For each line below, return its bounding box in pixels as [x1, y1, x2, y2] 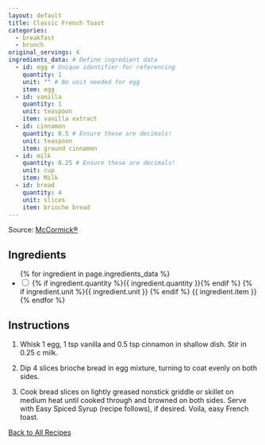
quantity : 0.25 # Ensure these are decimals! [22, 159, 176, 167]
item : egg [22, 85, 56, 94]
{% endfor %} [19, 295, 66, 305]
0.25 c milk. [19, 348, 58, 357]
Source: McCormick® [8, 225, 79, 235]
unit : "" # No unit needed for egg [22, 78, 140, 86]
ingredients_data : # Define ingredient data [8, 56, 158, 64]
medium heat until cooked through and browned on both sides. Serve [19, 396, 248, 405]
